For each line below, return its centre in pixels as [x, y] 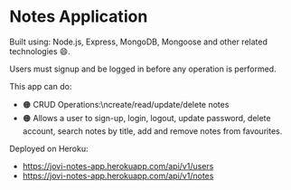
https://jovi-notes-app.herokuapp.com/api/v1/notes [118, 176]
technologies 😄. [40, 51]
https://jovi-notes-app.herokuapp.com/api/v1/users [118, 166]
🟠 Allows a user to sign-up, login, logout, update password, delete [146, 118]
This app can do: [41, 86]
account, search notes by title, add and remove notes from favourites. [152, 131]
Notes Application [79, 17]
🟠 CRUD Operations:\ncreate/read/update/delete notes [126, 104]
